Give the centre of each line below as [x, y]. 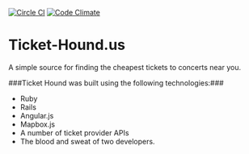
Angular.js [37, 115]
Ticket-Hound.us [67, 45]
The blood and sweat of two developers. [87, 141]
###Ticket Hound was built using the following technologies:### [116, 83]
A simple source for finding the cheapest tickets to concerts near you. [124, 67]
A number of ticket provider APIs [74, 132]
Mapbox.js [37, 124]
